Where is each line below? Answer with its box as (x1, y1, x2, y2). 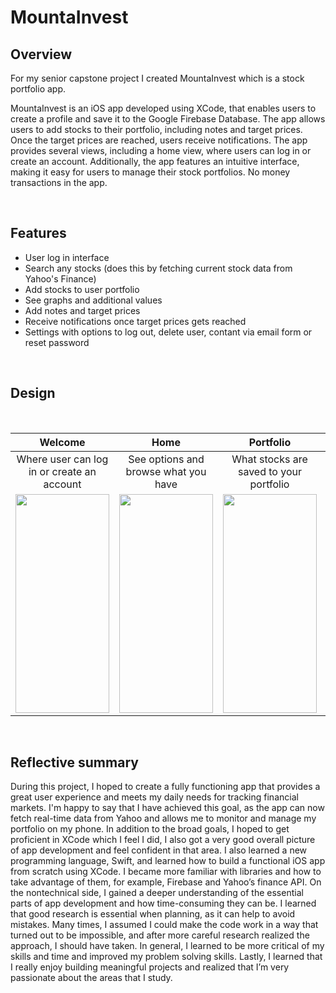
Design (10, 385, 56, 402)
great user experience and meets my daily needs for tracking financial (10, 791, 299, 803)
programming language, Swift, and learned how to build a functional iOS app (10, 855, 326, 867)
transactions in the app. (10, 177, 108, 188)
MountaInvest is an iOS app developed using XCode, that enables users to (10, 102, 317, 114)
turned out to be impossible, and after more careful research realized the (10, 929, 310, 941)
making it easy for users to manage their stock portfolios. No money (10, 166, 291, 178)
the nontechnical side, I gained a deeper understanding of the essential (10, 887, 304, 899)
